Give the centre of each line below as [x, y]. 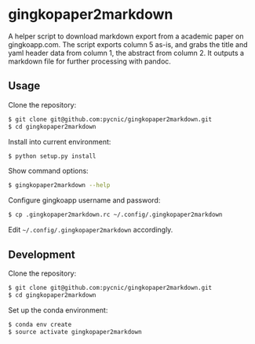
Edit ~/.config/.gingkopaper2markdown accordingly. [91, 230]
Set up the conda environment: [58, 310]
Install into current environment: [60, 141]
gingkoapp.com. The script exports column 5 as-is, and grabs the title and [128, 44]
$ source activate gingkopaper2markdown [75, 331]
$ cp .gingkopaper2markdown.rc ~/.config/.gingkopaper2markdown [115, 215]
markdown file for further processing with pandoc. [89, 61]
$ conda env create [40, 324]
